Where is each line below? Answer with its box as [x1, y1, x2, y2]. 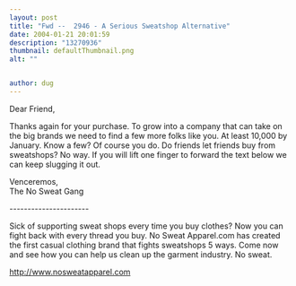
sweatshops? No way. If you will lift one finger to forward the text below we [9, 149, 287, 160]
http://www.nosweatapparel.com [9, 266, 131, 277]
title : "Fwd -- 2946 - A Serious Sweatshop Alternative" [9, 22, 231, 30]
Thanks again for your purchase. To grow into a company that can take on [9, 120, 283, 131]
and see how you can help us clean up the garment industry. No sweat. [9, 248, 273, 260]
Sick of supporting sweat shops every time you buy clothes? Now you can [9, 221, 284, 231]
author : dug [9, 79, 54, 88]
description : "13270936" [9, 38, 102, 48]
